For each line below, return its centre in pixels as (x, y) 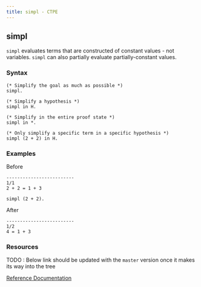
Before (15, 167)
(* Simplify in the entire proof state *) (61, 117)
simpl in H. (21, 106)
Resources (22, 247)
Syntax (17, 73)
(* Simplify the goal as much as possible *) (64, 85)
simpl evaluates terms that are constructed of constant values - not (90, 51)
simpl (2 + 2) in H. (32, 138)
